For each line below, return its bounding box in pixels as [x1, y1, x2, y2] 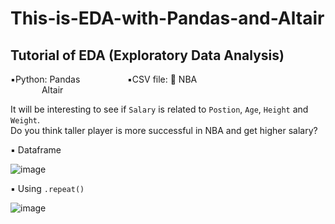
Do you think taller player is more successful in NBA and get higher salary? [10, 125, 318, 136]
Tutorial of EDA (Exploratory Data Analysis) [10, 47, 285, 64]
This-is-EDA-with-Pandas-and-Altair [10, 7, 325, 30]
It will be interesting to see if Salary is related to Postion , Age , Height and [10, 103, 309, 115]
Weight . [10, 114, 40, 126]
